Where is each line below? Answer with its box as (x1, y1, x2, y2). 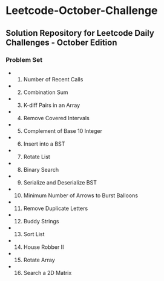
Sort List (23, 230, 45, 237)
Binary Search (23, 166, 59, 173)
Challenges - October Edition (5, 37, 117, 47)
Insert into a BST (23, 140, 65, 147)
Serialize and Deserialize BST (23, 178, 97, 186)
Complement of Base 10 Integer (23, 127, 102, 134)
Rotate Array (23, 256, 55, 263)
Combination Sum (23, 89, 68, 96)
